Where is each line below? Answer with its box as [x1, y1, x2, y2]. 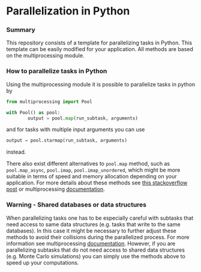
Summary [6, 26, 36, 34]
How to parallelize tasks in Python [6, 67, 107, 76]
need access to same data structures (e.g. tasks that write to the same [6, 220, 181, 228]
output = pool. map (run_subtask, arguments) [28, 115, 138, 121]
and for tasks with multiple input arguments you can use [6, 126, 145, 133]
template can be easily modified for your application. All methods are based [6, 46, 194, 53]
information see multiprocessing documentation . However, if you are [6, 240, 176, 247]
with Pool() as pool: [6, 109, 61, 115]
